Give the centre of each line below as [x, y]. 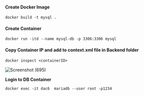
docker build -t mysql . [31, 17]
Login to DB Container [28, 79]
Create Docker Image [28, 7]
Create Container [23, 28]
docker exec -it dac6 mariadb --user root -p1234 [59, 89]
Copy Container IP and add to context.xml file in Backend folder [72, 50]
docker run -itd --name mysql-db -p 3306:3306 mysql [61, 39]
